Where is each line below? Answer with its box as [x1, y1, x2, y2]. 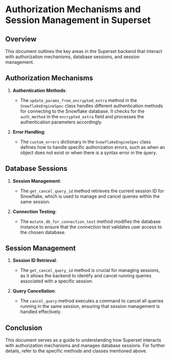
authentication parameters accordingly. [20, 119, 103, 125]
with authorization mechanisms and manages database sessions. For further [5, 343, 165, 349]
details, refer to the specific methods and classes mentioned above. [5, 348, 147, 354]
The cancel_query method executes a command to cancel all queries [20, 298, 164, 304]
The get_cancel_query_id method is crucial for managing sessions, [20, 267, 160, 273]
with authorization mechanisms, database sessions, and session [5, 54, 140, 60]
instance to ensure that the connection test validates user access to [20, 223, 162, 230]
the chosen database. [20, 229, 66, 235]
